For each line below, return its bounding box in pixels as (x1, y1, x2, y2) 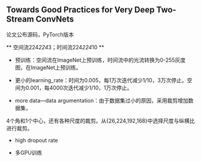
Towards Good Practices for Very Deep (6, 5, 155, 15)
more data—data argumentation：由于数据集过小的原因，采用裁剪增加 (14, 97, 189, 104)
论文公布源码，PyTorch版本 (6, 31, 74, 38)
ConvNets (35, 14, 74, 25)
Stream (6, 14, 34, 25)
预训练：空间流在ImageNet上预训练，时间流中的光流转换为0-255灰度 (14, 56, 186, 64)
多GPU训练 (14, 149, 43, 156)
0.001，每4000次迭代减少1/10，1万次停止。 (25, 84, 133, 91)
